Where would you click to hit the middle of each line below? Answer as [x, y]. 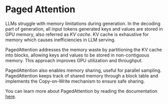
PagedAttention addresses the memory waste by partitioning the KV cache [83, 49]
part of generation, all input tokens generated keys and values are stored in [84, 29]
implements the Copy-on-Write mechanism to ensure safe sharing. [75, 81]
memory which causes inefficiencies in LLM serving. [60, 40]
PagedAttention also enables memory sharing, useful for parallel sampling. [83, 70]
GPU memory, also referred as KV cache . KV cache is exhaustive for [77, 34]
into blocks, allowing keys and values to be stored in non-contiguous [77, 55]
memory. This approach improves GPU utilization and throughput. [74, 60]
